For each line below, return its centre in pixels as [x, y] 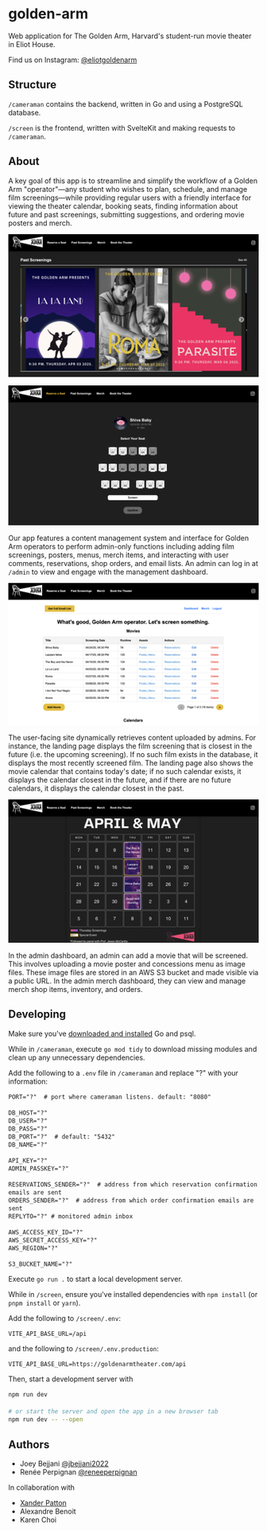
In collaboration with [42, 1488]
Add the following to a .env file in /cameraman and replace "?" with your [123, 1072]
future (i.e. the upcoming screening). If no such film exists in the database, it [133, 754]
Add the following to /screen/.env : [65, 1318]
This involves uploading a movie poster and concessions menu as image [127, 963]
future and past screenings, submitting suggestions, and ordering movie [126, 214]
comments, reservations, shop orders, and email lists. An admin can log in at [133, 564]
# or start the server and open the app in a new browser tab [113, 1411]
